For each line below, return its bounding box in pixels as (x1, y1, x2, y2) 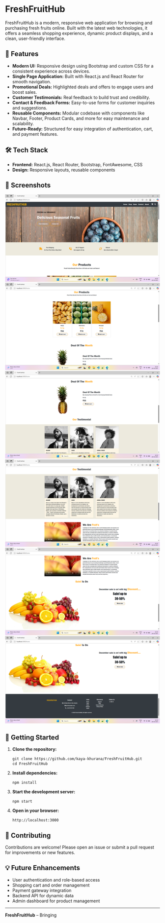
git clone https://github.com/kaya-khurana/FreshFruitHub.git (12, 756, 142, 762)
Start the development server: (12, 789, 76, 795)
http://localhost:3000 (12, 818, 59, 823)
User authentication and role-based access (12, 877, 100, 883)
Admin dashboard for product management (12, 898, 100, 904)
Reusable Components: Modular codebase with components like (12, 110, 145, 116)
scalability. (12, 120, 34, 126)
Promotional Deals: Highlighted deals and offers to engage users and (12, 84, 154, 90)
